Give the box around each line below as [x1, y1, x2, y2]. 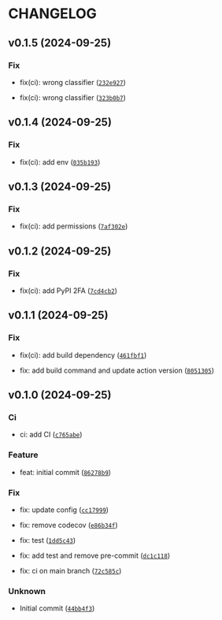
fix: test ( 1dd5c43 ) [19, 535, 76, 544]
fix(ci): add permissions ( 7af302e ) [19, 221, 128, 231]
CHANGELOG [8, 5, 97, 23]
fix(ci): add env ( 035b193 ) [19, 157, 101, 166]
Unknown [8, 585, 46, 596]
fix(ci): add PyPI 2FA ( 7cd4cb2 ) [19, 285, 118, 295]
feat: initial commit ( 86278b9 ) [19, 467, 112, 477]
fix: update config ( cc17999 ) [19, 505, 109, 514]
